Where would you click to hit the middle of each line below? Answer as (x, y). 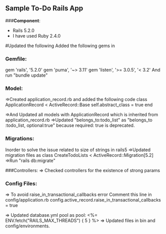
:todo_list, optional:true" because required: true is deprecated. (70, 125)
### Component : (23, 20)
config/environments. (28, 226)
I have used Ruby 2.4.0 (36, 36)
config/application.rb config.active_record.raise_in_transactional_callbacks (83, 200)
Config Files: (21, 183)
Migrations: (20, 139)
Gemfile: (16, 59)
